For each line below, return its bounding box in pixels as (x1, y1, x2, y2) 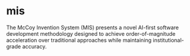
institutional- (153, 36, 185, 43)
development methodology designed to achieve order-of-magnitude (6, 30, 176, 37)
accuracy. (22, 43, 47, 50)
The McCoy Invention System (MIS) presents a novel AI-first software (6, 24, 179, 31)
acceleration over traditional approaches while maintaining (6, 36, 152, 43)
